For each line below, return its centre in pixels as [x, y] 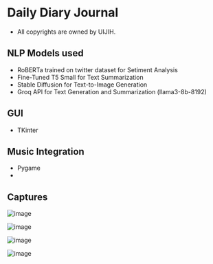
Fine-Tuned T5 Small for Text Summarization [80, 77]
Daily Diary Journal [63, 13]
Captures [27, 197]
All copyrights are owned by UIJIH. [66, 32]
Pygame [29, 168]
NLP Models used [45, 53]
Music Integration [46, 152]
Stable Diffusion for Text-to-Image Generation [82, 85]
